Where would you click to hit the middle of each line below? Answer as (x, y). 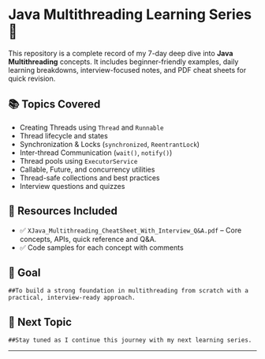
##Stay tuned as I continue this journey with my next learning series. (130, 340)
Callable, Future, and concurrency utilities (87, 169)
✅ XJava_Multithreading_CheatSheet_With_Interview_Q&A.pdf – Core (131, 230)
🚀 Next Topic (40, 322)
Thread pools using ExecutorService (78, 161)
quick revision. (32, 78)
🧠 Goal (24, 272)
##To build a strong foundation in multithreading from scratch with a (128, 291)
